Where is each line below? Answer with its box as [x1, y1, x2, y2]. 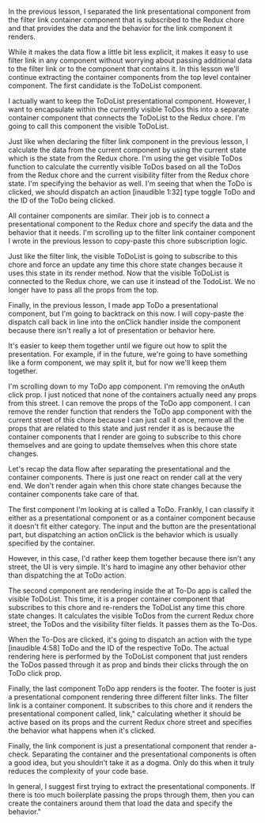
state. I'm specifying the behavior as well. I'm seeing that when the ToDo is [8, 179, 253, 188]
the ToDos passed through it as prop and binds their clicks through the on [8, 660, 249, 669]
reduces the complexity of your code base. [8, 767, 149, 776]
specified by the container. [8, 538, 96, 548]
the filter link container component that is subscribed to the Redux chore [8, 15, 245, 25]
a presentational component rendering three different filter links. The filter [8, 692, 249, 701]
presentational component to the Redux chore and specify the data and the [8, 219, 253, 229]
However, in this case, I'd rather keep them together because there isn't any [8, 554, 256, 563]
